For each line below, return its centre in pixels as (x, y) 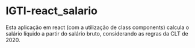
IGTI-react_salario (51, 11)
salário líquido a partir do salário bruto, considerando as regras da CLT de (97, 33)
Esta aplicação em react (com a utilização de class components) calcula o (97, 27)
